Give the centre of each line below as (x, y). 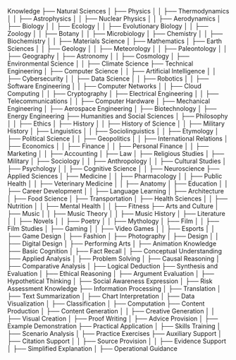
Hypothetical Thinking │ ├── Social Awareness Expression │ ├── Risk (110, 281)
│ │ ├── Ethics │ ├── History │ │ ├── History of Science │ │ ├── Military (116, 124)
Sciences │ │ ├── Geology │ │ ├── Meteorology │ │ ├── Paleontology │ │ (117, 48)
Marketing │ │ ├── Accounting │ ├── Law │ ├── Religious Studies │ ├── (116, 154)
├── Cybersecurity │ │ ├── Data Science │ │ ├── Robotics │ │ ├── (108, 78)
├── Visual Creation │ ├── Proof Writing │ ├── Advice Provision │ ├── (113, 318)
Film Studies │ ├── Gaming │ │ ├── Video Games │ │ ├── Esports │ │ (111, 228)
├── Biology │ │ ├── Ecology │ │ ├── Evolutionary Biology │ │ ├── (108, 26)
